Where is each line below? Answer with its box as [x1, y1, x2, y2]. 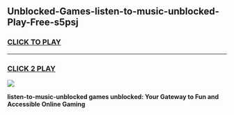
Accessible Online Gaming [7, 100, 86, 108]
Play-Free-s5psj [7, 17, 79, 29]
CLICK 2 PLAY [7, 63, 56, 73]
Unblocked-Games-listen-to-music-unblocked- [7, 6, 219, 17]
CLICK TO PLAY [7, 38, 61, 47]
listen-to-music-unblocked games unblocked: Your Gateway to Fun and [7, 92, 219, 100]
